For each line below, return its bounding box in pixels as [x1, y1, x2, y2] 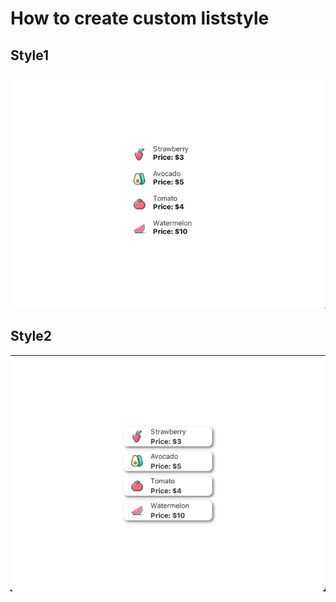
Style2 [10, 328, 53, 345]
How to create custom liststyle [10, 7, 270, 30]
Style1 [10, 47, 50, 64]
